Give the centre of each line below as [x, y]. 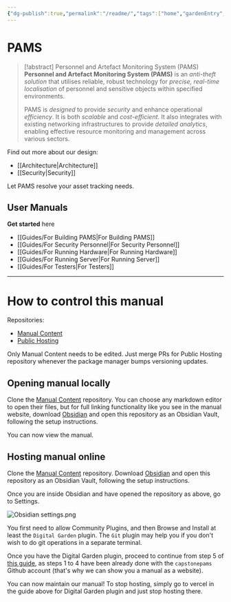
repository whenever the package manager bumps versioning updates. [108, 362]
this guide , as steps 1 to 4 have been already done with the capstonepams [110, 563]
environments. [44, 96]
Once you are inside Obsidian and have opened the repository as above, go [114, 494]
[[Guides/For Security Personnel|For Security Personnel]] [98, 245]
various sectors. [47, 138]
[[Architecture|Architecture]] [57, 165]
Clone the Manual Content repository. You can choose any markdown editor [114, 399]
